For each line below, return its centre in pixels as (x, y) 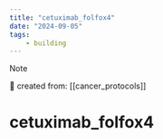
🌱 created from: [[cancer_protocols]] (78, 86)
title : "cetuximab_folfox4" (62, 18)
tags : (19, 34)
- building (46, 43)
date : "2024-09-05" (46, 26)
